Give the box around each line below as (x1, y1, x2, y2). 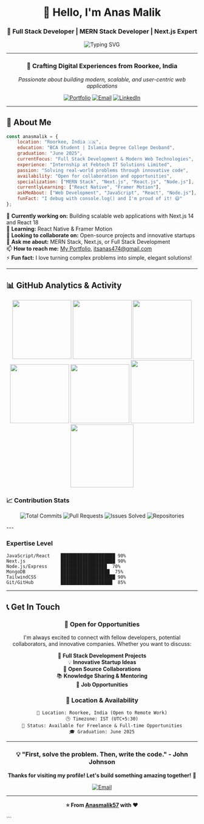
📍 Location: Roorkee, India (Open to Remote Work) (36, 710, 168, 716)
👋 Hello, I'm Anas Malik (42, 5, 161, 19)
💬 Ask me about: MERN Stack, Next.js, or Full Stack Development (6, 238, 171, 245)
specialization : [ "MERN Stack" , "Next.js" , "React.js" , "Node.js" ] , (17, 179, 194, 185)
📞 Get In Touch (6, 601, 60, 612)
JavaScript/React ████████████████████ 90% (6, 553, 126, 559)
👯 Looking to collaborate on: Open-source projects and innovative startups (6, 231, 195, 239)
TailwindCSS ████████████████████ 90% (6, 574, 126, 580)
